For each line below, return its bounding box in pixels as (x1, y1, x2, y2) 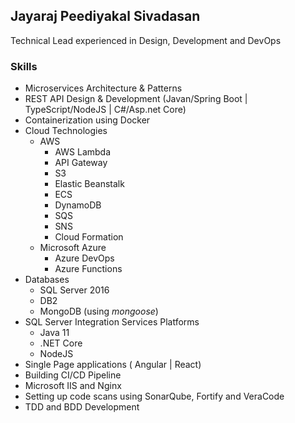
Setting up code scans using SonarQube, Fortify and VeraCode (24, 390, 285, 403)
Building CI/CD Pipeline (24, 369, 122, 381)
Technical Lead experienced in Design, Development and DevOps (10, 34, 282, 46)
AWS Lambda (54, 146, 112, 158)
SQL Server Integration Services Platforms (24, 316, 200, 328)
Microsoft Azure (39, 242, 107, 254)
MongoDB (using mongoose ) (39, 305, 159, 318)
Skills (10, 59, 38, 73)
